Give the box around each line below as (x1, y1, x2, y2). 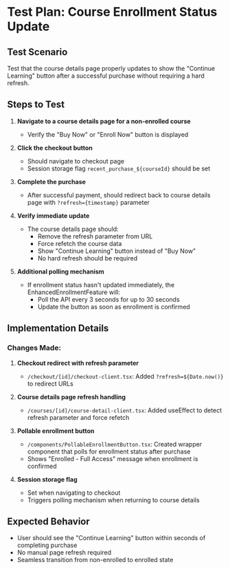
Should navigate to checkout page (27, 157, 125, 165)
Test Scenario (7, 46, 68, 58)
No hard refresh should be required (37, 254, 138, 262)
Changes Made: (7, 343, 62, 353)
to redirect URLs (27, 379, 73, 388)
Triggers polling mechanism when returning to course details (27, 495, 200, 504)
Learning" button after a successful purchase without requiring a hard (7, 71, 205, 80)
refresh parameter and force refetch (27, 413, 130, 421)
